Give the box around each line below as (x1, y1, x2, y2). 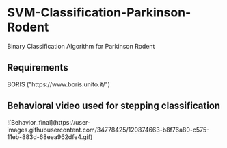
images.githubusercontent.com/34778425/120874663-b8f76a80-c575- (7, 125, 210, 134)
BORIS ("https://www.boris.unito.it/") (7, 80, 111, 88)
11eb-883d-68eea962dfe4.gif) (7, 132, 93, 141)
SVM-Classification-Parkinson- (7, 5, 191, 21)
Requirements (7, 62, 68, 73)
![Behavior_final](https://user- (7, 118, 91, 126)
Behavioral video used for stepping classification (7, 100, 221, 112)
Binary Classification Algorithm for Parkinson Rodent (7, 42, 155, 50)
